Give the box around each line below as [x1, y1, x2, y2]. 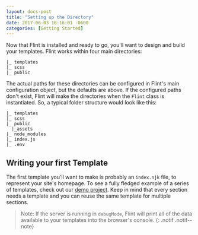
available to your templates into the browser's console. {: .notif [20, 217, 174, 224]
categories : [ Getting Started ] [6, 25, 84, 31]
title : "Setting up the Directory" [6, 14, 94, 20]
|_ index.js [6, 136, 36, 142]
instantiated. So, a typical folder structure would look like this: [6, 99, 157, 106]
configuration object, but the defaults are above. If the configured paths [6, 87, 182, 94]
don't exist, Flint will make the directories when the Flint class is [6, 93, 165, 100]
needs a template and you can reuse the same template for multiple [6, 192, 171, 199]
